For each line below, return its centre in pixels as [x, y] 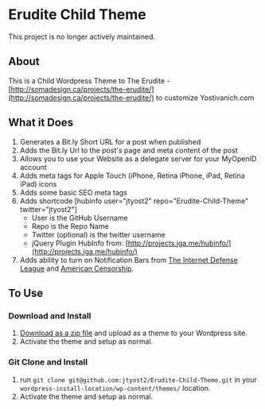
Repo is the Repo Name [70, 226]
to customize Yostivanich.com [205, 98]
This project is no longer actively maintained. [82, 37]
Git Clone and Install [48, 362]
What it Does [41, 123]
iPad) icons [38, 183]
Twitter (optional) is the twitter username [98, 234]
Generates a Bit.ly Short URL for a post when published [110, 141]
